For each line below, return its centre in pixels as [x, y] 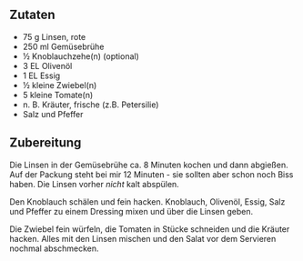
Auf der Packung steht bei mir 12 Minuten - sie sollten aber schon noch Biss [151, 174]
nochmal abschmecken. [54, 248]
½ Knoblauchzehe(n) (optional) [81, 56]
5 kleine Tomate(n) [58, 95]
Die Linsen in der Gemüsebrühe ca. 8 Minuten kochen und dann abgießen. [149, 165]
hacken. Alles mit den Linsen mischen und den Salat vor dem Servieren [143, 238]
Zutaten [33, 15]
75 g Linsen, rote [54, 36]
